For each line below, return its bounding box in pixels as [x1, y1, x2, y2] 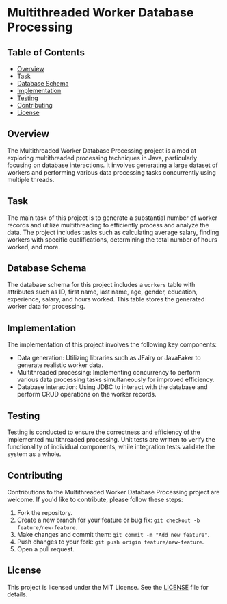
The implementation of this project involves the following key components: [7, 340, 217, 349]
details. [7, 590, 28, 599]
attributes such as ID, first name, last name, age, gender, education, [7, 288, 198, 296]
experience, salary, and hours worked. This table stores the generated [7, 295, 205, 303]
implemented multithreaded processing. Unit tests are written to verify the [7, 436, 215, 444]
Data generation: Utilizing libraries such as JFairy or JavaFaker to [16, 354, 201, 362]
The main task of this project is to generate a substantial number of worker [7, 214, 217, 222]
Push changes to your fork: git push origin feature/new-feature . [16, 538, 204, 546]
